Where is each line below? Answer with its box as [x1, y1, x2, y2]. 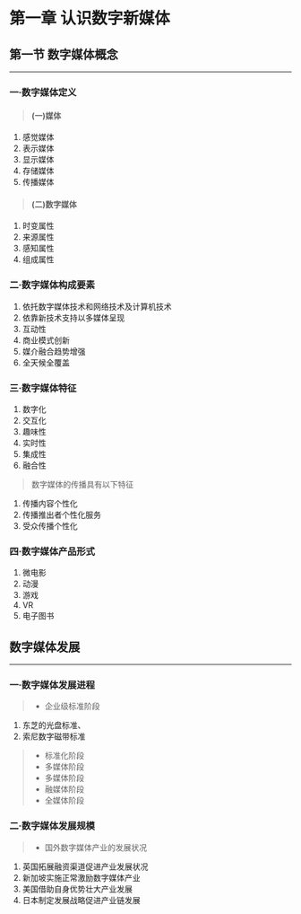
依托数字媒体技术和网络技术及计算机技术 [21, 301, 172, 312]
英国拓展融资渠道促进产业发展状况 [21, 861, 149, 872]
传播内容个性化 [21, 497, 78, 508]
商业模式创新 [21, 334, 70, 346]
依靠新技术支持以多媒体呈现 [21, 312, 125, 323]
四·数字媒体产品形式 [9, 545, 96, 558]
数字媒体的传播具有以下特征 [30, 479, 134, 489]
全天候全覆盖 [21, 356, 70, 368]
